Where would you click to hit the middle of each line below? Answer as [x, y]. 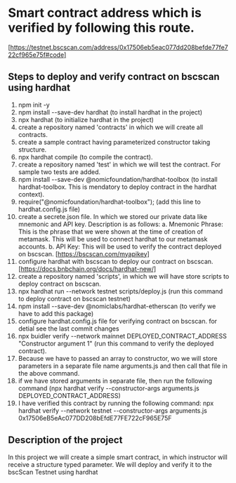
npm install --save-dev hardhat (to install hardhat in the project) [110, 112]
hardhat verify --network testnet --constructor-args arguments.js [113, 410]
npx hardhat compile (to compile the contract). [85, 157]
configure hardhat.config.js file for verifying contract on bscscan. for [117, 321]
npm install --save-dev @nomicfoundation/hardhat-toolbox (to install [118, 179]
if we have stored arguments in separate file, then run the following [115, 381]
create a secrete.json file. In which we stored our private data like [113, 216]
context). [31, 194]
